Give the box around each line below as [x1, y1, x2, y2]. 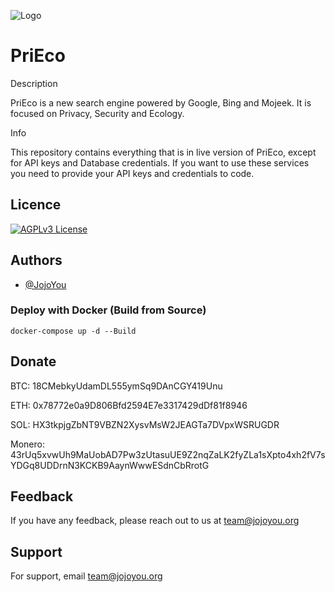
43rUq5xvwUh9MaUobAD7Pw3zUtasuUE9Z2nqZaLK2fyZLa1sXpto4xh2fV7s [10, 448, 326, 460]
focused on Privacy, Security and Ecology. [10, 107, 185, 119]
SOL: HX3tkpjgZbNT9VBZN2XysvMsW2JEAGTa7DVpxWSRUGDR [10, 418, 280, 430]
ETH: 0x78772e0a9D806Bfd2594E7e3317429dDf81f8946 [10, 399, 248, 411]
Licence [10, 196, 62, 214]
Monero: [10, 438, 45, 450]
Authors [10, 252, 63, 269]
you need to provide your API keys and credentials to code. [10, 167, 255, 179]
